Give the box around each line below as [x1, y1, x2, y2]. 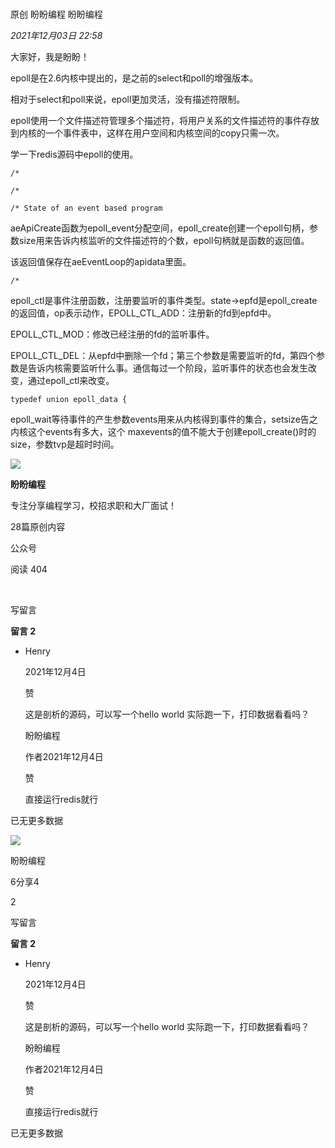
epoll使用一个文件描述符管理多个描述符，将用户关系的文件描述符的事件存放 [10, 115, 320, 127]
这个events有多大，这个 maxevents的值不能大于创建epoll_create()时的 [27, 426, 317, 438]
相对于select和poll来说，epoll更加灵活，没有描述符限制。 [10, 93, 246, 106]
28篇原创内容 [10, 521, 66, 533]
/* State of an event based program [10, 203, 163, 214]
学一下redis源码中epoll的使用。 [10, 148, 139, 161]
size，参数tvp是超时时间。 [10, 438, 120, 451]
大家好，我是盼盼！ [10, 51, 90, 63]
